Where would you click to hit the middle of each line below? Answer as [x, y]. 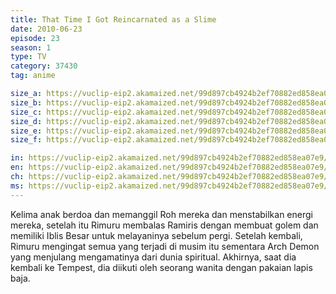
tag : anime [33, 76]
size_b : [26, 102]
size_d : [26, 121]
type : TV [28, 57]
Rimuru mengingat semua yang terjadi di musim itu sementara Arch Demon [165, 246]
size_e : [26, 131]
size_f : [26, 140]
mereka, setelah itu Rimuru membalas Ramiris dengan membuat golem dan [164, 225]
